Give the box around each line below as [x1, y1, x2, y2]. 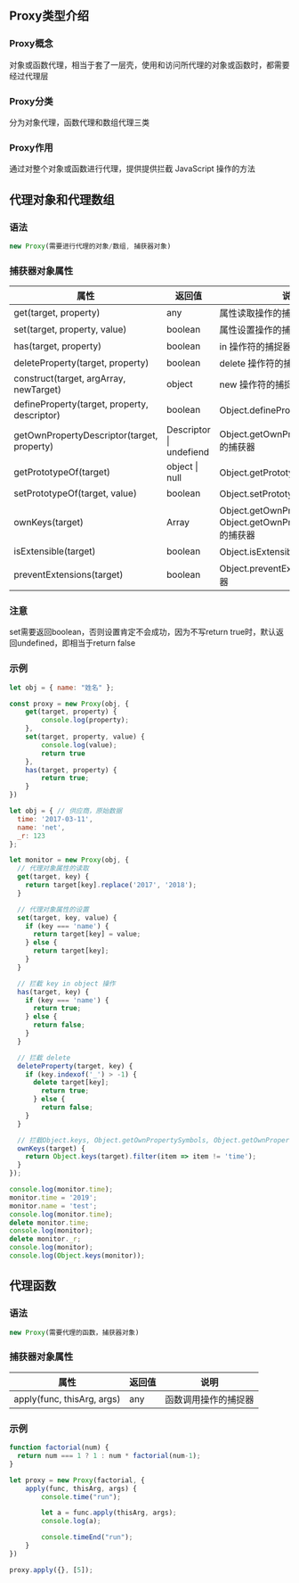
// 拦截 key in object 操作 [17, 979, 116, 988]
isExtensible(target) [13, 545, 96, 557]
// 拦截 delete [17, 1053, 71, 1062]
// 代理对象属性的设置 [17, 904, 89, 914]
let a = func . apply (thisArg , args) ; [41, 1508, 177, 1518]
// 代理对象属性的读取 [17, 864, 89, 873]
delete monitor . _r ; [9, 1234, 82, 1244]
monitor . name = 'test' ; [9, 1201, 98, 1210]
